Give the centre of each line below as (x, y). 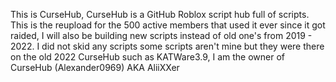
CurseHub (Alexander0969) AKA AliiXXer (95, 67)
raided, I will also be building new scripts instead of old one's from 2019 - (161, 35)
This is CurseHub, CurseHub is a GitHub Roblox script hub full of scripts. (160, 14)
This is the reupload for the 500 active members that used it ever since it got (168, 25)
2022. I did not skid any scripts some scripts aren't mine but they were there (167, 46)
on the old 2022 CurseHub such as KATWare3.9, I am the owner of (147, 57)
